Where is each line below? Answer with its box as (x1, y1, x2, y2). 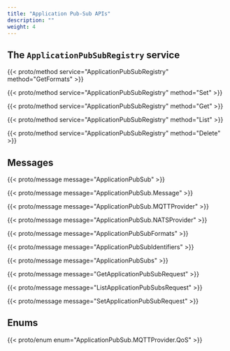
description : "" (7, 17, 55, 24)
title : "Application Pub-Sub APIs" (7, 10, 111, 17)
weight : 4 (7, 23, 36, 30)
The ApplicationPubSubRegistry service (7, 49, 180, 61)
